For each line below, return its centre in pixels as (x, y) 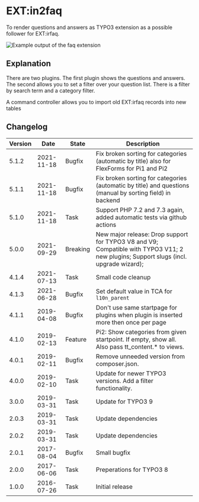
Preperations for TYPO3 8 (132, 469)
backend (108, 200)
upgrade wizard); (120, 263)
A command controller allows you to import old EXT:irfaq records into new (96, 102)
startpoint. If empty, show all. (136, 339)
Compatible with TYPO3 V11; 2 (139, 249)
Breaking (78, 249)
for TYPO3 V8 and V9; (127, 242)
